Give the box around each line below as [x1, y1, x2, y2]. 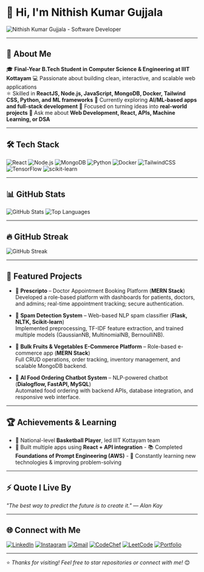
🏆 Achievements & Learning [6, 417, 117, 427]
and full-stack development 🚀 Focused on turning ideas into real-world [6, 103, 187, 110]
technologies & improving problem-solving [15, 458, 122, 466]
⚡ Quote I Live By [6, 483, 72, 493]
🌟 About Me [6, 49, 52, 60]
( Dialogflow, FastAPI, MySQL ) [15, 381, 92, 387]
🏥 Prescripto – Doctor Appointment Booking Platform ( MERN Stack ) [15, 287, 185, 294]
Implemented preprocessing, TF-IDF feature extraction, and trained [15, 325, 184, 332]
